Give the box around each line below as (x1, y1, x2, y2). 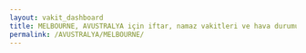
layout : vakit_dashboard (9, 13, 104, 22)
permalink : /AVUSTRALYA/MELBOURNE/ (9, 30, 145, 39)
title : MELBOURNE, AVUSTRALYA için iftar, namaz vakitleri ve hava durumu (9, 22, 300, 31)
